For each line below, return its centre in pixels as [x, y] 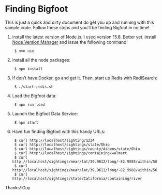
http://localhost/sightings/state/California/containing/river [77, 179]
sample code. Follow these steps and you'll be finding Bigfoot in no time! [77, 27]
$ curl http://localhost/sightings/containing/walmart [71, 153]
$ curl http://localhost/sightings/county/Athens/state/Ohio [77, 149]
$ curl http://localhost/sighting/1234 [54, 140]
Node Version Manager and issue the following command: [70, 42]
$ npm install [29, 69]
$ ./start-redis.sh [34, 87]
